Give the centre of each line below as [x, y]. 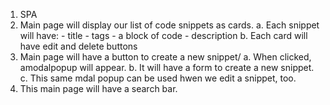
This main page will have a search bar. [98, 88]
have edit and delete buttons [78, 46]
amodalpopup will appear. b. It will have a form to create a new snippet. [167, 67]
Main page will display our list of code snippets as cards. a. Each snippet [169, 25]
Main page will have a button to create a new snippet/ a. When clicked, [165, 57]
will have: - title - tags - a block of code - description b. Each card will [163, 35]
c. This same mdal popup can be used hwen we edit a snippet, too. [158, 78]
